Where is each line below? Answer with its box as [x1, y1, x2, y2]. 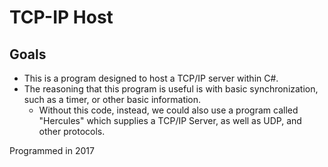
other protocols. [38, 126, 106, 137]
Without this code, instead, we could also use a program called [38, 104, 299, 116]
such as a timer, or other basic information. [23, 94, 202, 105]
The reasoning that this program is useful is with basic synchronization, [23, 83, 319, 95]
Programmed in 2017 [9, 145, 95, 156]
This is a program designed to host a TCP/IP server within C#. [23, 72, 279, 84]
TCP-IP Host [9, 6, 114, 29]
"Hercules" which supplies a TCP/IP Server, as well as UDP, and [38, 115, 302, 126]
